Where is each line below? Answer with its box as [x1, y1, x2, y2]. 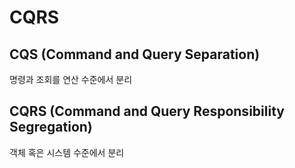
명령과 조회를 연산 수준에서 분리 [9, 74, 133, 85]
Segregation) [9, 119, 93, 136]
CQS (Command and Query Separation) [9, 46, 261, 63]
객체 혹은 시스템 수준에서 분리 [9, 146, 125, 158]
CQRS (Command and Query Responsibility [9, 103, 285, 120]
